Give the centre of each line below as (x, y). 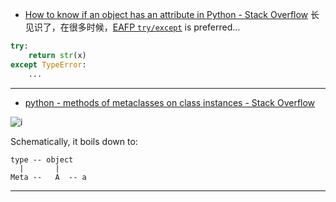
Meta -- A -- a (48, 177)
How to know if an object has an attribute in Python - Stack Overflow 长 (172, 14)
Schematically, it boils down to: (74, 141)
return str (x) (57, 55)
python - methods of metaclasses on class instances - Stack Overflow (170, 102)
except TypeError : (48, 64)
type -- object (42, 159)
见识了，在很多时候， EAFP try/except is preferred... (132, 27)
